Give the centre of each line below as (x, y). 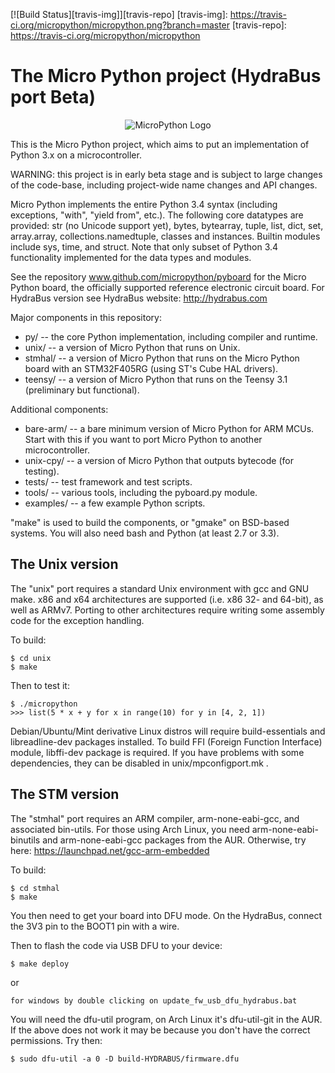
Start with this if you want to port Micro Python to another (143, 439)
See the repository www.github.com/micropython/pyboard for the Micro (158, 276)
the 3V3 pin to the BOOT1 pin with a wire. (95, 926)
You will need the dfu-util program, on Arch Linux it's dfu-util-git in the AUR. (166, 1019)
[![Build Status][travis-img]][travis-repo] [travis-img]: (119, 14)
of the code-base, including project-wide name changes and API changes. (164, 185)
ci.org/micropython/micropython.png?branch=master (120, 25)
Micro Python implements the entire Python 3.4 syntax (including (144, 204)
